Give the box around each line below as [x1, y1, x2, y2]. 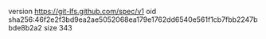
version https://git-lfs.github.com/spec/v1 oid [8, 7, 157, 16]
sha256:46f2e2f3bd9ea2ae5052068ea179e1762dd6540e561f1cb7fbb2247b [8, 15, 258, 24]
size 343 [43, 23, 73, 32]
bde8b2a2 [8, 23, 42, 32]
